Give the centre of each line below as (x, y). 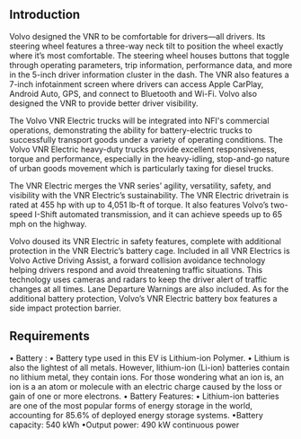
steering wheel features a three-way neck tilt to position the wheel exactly (146, 46)
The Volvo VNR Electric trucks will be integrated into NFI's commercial (139, 120)
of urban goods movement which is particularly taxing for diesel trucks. (142, 168)
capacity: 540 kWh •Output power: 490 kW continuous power (124, 425)
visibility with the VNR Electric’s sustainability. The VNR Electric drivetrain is (149, 195)
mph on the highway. (48, 224)
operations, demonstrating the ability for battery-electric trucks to (131, 130)
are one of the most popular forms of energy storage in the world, (131, 405)
